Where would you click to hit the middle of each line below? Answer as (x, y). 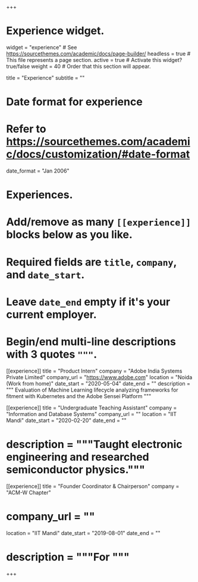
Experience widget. (55, 31)
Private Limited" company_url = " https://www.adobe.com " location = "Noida (99, 377)
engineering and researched (78, 457)
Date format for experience (74, 102)
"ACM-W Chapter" (29, 492)
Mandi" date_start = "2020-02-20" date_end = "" (66, 420)
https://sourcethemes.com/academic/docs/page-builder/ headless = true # (98, 54)
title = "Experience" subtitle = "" (45, 77)
